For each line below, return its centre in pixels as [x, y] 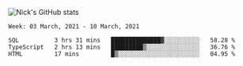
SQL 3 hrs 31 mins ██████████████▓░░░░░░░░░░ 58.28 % [122, 40]
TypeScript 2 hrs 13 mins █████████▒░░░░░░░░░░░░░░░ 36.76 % [122, 47]
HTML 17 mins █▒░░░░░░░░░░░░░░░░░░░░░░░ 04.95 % [122, 54]
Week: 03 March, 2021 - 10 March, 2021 [74, 27]
